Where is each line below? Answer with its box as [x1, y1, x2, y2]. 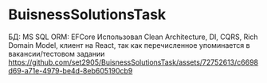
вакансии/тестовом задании [8, 49, 105, 58]
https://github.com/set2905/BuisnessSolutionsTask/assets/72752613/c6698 [8, 57, 259, 67]
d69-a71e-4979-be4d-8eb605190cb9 [8, 65, 133, 75]
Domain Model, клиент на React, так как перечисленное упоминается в [8, 40, 250, 49]
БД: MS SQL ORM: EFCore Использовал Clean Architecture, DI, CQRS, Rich [8, 32, 258, 41]
